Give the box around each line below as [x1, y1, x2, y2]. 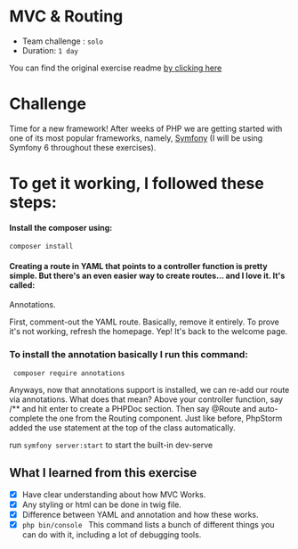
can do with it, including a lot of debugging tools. [21, 529, 202, 540]
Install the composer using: [9, 222, 113, 233]
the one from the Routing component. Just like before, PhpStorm [45, 413, 283, 423]
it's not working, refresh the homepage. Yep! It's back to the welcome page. [9, 326, 288, 337]
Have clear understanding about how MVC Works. [21, 488, 206, 500]
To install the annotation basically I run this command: [9, 348, 249, 361]
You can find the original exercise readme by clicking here [9, 62, 222, 73]
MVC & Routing [9, 6, 124, 27]
